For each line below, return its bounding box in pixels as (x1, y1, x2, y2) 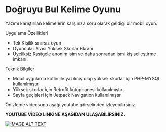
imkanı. (12, 56, 28, 62)
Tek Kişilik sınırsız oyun (12, 39, 62, 46)
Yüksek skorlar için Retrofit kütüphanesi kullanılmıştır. (12, 86, 124, 92)
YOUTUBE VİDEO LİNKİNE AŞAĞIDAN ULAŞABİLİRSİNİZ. (5, 111, 126, 117)
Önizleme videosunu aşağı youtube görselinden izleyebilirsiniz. (5, 101, 137, 107)
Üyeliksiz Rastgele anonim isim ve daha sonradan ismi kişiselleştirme (12, 51, 156, 57)
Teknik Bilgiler (5, 66, 34, 72)
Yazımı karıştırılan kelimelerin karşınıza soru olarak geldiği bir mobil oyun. (5, 20, 158, 26)
